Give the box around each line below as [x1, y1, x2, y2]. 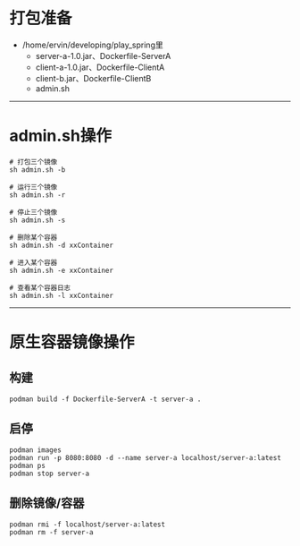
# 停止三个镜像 [9, 208, 58, 217]
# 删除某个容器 [9, 233, 58, 242]
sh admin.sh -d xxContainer [9, 241, 114, 250]
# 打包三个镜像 [9, 158, 58, 166]
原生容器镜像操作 [9, 332, 136, 353]
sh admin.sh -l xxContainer [9, 291, 114, 300]
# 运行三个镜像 [9, 183, 58, 192]
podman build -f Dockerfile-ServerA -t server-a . [9, 395, 202, 404]
